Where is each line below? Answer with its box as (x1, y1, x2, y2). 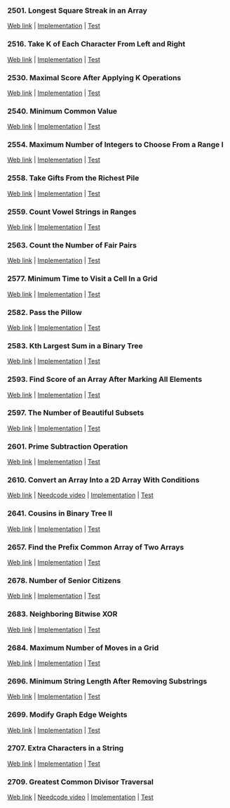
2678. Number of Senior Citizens (7, 575, 121, 585)
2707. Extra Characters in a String (7, 743, 124, 753)
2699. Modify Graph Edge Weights (7, 710, 128, 719)
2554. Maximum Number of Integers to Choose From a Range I (7, 140, 224, 150)
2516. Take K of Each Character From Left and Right (7, 39, 186, 49)
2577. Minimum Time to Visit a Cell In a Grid (7, 274, 158, 283)
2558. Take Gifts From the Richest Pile (7, 173, 140, 183)
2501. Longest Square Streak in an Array (7, 6, 147, 15)
